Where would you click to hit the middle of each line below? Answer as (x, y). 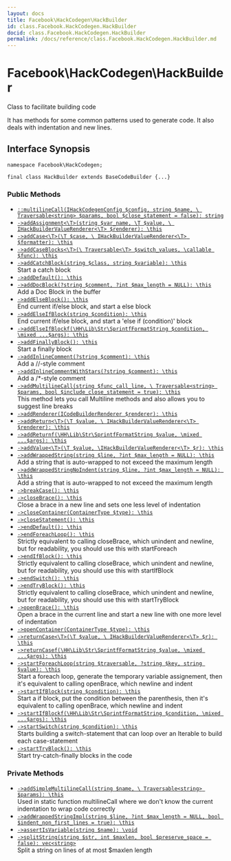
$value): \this (39, 670)
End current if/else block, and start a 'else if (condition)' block (104, 321)
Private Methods (35, 774)
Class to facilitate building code (52, 107)
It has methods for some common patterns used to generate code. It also (111, 120)
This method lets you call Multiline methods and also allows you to (111, 399)
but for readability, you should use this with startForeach (97, 549)
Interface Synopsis (49, 149)
